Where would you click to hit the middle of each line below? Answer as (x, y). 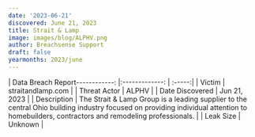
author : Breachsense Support (56, 45)
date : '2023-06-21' (40, 15)
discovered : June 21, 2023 (52, 23)
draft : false (30, 52)
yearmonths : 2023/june (45, 60)
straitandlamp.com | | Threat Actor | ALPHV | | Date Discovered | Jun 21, (126, 90)
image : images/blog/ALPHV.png (58, 38)
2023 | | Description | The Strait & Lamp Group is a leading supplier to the (127, 99)
